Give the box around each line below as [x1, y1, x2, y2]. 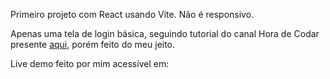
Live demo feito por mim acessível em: [10, 58, 170, 69]
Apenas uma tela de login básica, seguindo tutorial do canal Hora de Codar [10, 28, 320, 39]
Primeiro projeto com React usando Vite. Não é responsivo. [10, 9, 255, 20]
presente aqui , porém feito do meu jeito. [10, 39, 176, 50]
